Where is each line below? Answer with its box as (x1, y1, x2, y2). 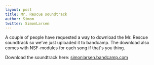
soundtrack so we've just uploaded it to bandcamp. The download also (5, 40, 150, 46)
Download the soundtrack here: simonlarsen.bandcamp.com (5, 55, 128, 61)
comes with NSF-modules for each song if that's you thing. (5, 45, 125, 51)
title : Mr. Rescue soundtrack (5, 12, 68, 17)
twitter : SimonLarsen (5, 21, 50, 26)
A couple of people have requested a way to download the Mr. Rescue (5, 34, 148, 40)
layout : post (5, 7, 32, 12)
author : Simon (5, 16, 35, 21)
